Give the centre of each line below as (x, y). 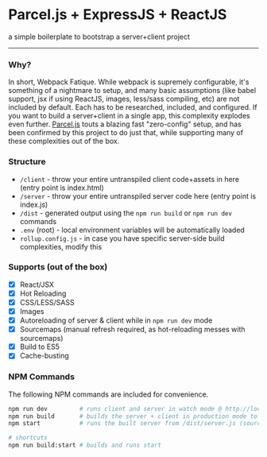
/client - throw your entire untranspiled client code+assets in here (130, 179)
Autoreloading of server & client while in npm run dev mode (116, 320)
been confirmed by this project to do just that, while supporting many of (126, 133)
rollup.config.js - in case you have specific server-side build (122, 238)
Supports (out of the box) (58, 267)
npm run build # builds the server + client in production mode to (133, 416)
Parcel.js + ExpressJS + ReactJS (118, 15)
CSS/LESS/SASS (47, 302)
